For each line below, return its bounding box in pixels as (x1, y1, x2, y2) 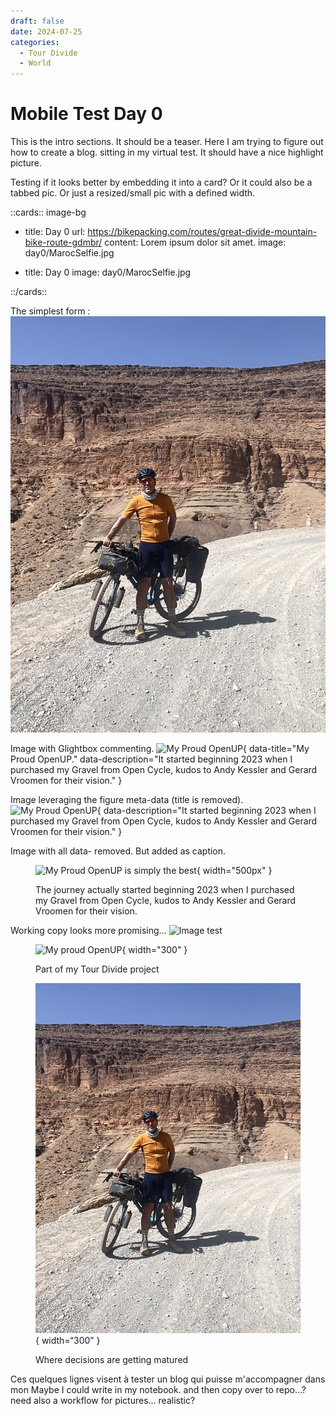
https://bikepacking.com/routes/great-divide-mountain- (87, 226, 318, 238)
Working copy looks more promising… (10, 924, 167, 936)
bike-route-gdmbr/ (24, 236, 103, 249)
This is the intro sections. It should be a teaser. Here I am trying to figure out (10, 136, 324, 148)
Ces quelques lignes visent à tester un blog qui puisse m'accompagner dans (10, 1373, 326, 1385)
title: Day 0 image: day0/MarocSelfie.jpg (24, 266, 192, 279)
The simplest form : (10, 305, 91, 317)
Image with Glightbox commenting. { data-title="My (10, 742, 310, 754)
